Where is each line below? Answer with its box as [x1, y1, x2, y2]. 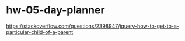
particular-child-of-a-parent [6, 28, 74, 35]
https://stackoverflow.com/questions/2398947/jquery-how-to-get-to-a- [6, 23, 180, 29]
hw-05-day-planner [6, 3, 105, 17]
